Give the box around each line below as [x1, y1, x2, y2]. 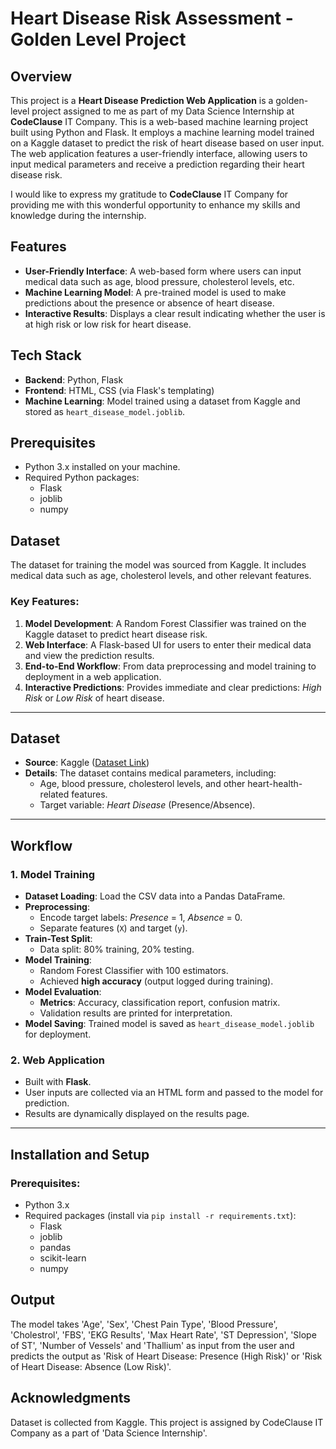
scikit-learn [39, 1252, 87, 1264]
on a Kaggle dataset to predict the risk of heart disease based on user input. [10, 137, 325, 149]
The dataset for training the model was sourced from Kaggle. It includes [10, 559, 307, 571]
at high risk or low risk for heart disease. [24, 318, 192, 330]
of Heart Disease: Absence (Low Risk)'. [10, 1360, 172, 1372]
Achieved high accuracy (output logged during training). [39, 975, 274, 987]
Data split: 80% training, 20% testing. [39, 943, 195, 956]
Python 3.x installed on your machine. [24, 461, 181, 473]
